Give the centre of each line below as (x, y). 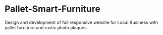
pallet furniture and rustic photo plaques (46, 27)
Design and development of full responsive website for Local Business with (81, 22)
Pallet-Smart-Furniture (53, 9)
